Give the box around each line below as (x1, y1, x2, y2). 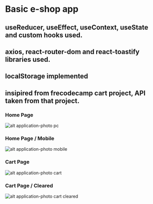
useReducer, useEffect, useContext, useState (5, 23, 149, 32)
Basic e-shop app (5, 3, 79, 15)
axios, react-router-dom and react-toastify (5, 47, 140, 56)
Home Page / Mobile (5, 135, 55, 142)
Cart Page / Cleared (5, 182, 53, 189)
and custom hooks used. (5, 31, 83, 39)
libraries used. (5, 55, 51, 64)
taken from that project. (5, 96, 80, 105)
